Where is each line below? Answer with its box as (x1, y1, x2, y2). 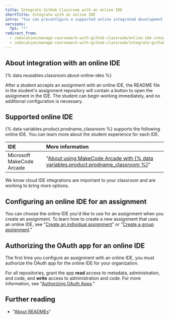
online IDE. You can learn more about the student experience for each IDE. (5, 132, 159, 138)
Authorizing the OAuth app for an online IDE (5, 241, 145, 250)
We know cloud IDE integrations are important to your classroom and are (5, 177, 156, 183)
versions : (5, 21, 26, 27)
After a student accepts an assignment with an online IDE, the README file (5, 82, 160, 88)
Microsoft (8, 152, 31, 159)
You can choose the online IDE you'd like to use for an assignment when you (5, 211, 164, 217)
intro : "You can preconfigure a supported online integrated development (5, 17, 163, 22)
